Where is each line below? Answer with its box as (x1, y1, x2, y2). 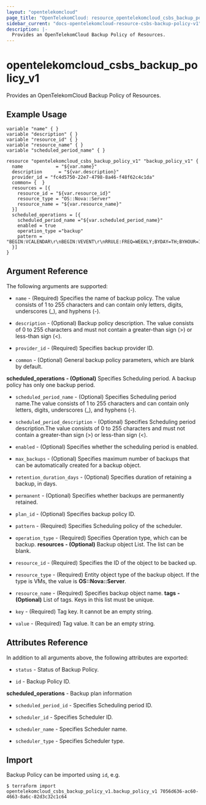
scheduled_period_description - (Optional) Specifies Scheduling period (15, 418, 196, 425)
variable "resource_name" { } (6, 142, 84, 148)
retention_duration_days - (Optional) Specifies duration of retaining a (15, 473, 192, 481)
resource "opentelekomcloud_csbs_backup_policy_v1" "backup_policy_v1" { (6, 158, 199, 164)
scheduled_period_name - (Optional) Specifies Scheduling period (15, 393, 177, 400)
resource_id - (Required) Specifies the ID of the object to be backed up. (15, 559, 197, 566)
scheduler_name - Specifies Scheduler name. (15, 725, 128, 732)
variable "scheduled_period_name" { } (6, 147, 105, 154)
